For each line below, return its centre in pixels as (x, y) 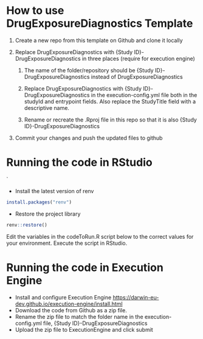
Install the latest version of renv (54, 191)
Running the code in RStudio (80, 163)
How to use (35, 11)
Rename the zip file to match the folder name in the (79, 317)
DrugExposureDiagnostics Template (100, 23)
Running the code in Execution (85, 267)
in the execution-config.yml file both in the (144, 95)
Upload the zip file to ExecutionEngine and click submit (84, 329)
